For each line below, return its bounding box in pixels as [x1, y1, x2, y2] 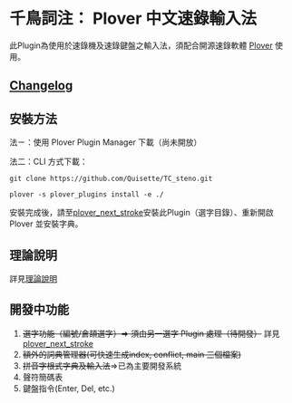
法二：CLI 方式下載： [9, 156, 88, 168]
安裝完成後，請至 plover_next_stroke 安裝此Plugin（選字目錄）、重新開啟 [9, 207, 274, 218]
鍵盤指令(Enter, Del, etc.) [22, 382, 115, 394]
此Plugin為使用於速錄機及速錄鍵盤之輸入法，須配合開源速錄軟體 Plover [9, 40, 274, 51]
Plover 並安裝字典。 [9, 218, 83, 229]
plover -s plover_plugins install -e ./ [9, 190, 165, 199]
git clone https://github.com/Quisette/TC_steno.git [9, 174, 213, 184]
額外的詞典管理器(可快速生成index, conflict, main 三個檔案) [22, 349, 242, 360]
